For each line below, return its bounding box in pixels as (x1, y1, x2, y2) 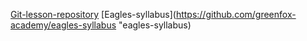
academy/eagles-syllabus (10, 19, 117, 31)
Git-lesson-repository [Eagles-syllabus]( (10, 9, 177, 20)
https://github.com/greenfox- (175, 9, 297, 20)
